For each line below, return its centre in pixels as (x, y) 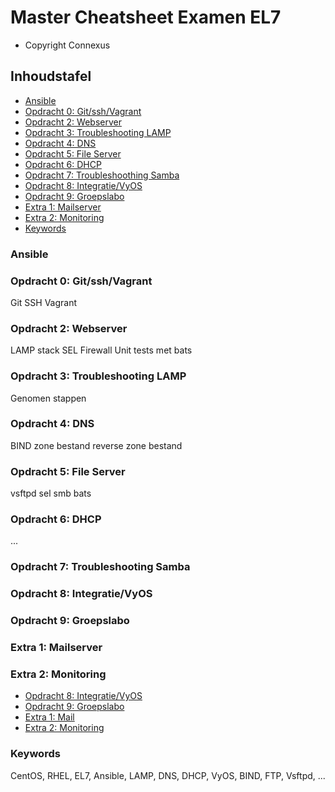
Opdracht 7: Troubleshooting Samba (100, 567)
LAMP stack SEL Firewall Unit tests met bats (101, 350)
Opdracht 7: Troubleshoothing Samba (102, 175)
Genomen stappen (48, 398)
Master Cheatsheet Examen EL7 (146, 17)
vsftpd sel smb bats (51, 493)
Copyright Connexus (67, 45)
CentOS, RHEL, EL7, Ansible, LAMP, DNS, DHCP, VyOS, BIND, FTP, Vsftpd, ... (168, 775)
